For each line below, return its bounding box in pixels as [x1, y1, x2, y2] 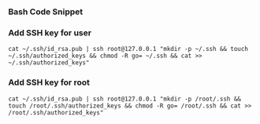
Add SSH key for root [8, 77, 91, 88]
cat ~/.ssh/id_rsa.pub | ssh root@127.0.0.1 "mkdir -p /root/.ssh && [8, 95, 242, 103]
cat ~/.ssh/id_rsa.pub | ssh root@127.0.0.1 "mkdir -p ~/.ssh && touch [8, 46, 248, 53]
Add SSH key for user [8, 27, 92, 38]
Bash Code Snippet [8, 6, 84, 17]
